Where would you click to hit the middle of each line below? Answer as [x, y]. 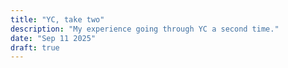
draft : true [35, 47]
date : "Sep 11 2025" [53, 38]
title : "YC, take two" [57, 19]
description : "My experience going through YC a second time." [145, 29]
